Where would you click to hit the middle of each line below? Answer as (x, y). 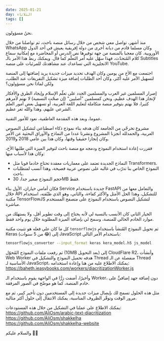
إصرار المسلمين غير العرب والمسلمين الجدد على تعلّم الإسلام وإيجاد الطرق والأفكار (81, 93)
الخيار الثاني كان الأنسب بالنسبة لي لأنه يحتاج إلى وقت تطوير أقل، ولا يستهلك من (79, 214)
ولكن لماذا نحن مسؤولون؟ (30, 84)
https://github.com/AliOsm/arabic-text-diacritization (59, 313)
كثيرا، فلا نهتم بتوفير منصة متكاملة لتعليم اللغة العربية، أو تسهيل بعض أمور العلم (77, 104)
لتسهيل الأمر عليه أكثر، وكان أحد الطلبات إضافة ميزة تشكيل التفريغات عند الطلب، (80, 78)
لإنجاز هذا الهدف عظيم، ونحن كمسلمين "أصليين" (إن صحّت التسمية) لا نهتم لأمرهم (81, 98)
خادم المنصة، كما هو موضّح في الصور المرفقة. (48, 283)
